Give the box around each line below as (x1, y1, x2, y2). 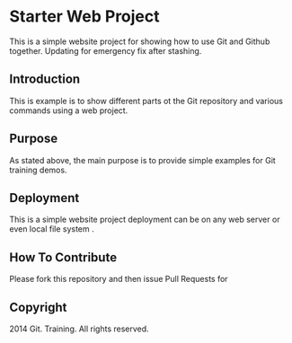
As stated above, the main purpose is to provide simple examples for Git (9, 154, 276, 165)
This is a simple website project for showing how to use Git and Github (9, 36, 270, 47)
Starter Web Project (9, 6, 160, 27)
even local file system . (9, 224, 94, 234)
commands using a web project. (9, 105, 128, 116)
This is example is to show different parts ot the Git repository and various (9, 95, 283, 106)
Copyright (9, 299, 67, 315)
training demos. (9, 164, 67, 175)
